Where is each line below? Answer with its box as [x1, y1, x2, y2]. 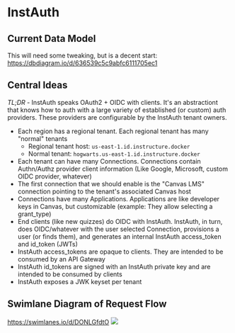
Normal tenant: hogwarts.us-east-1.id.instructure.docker [28, 149, 200, 158]
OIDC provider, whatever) [17, 171, 92, 181]
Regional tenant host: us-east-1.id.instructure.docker [28, 142, 190, 150]
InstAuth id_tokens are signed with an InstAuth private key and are [17, 262, 211, 271]
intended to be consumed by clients [17, 270, 122, 278]
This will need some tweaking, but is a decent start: [7, 51, 158, 60]
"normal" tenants [17, 134, 68, 142]
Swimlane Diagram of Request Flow [7, 298, 167, 310]
